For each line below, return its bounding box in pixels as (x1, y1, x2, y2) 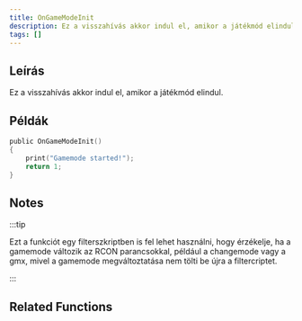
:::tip (9, 219, 26, 230)
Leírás (9, 63, 45, 78)
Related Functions (9, 299, 113, 315)
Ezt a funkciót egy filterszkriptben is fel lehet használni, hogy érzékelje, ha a (9, 236, 291, 247)
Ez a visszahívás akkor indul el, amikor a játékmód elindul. (9, 87, 224, 98)
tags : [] (9, 30, 42, 39)
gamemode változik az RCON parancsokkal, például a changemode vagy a (9, 246, 286, 257)
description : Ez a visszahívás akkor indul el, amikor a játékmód (9, 22, 263, 31)
